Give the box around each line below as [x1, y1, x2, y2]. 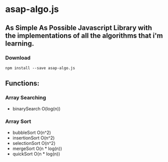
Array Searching [5, 94, 46, 101]
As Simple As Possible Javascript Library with [5, 24, 152, 32]
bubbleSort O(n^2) [12, 129, 51, 135]
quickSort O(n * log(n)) [12, 150, 60, 156]
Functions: [5, 79, 40, 88]
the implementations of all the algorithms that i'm [5, 31, 163, 40]
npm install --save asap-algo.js [5, 65, 75, 71]
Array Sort [5, 118, 32, 125]
